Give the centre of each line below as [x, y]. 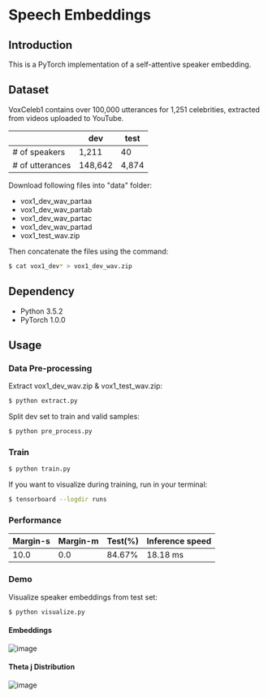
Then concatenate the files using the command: [89, 251]
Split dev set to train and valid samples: [74, 417]
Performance [35, 520]
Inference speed [179, 541]
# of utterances [42, 165]
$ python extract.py [43, 401]
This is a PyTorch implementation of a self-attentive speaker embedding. [130, 64]
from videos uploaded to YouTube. [66, 118]
